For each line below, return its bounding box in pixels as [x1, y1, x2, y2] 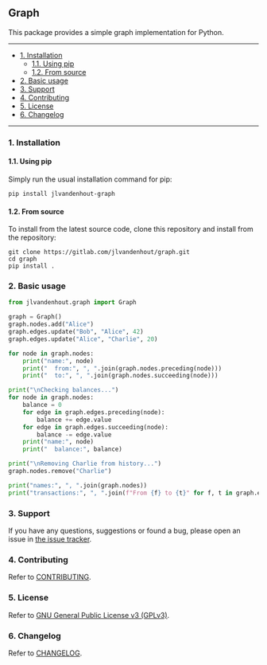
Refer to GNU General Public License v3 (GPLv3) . [8, 610, 170, 620]
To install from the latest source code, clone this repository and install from [8, 225, 254, 234]
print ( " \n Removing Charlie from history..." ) [8, 460, 161, 468]
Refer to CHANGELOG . [8, 648, 83, 658]
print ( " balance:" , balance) [22, 445, 123, 453]
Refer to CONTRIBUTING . [8, 573, 91, 582]
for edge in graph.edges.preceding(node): [22, 408, 165, 417]
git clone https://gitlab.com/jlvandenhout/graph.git [8, 248, 191, 256]
